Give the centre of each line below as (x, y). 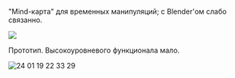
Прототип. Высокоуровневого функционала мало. (94, 50)
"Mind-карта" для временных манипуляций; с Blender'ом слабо (118, 12)
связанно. (25, 20)
